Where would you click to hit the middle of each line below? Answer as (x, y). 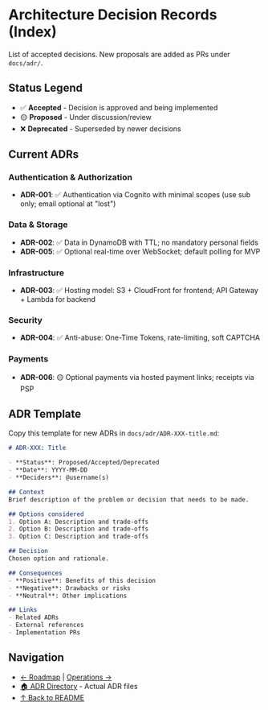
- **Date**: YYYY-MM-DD (48, 470)
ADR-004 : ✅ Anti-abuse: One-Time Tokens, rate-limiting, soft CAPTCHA (140, 338)
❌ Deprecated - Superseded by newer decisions (101, 128)
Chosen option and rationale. (59, 559)
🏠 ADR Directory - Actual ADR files (79, 686)
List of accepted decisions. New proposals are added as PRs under (119, 54)
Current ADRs (43, 155)
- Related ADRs (34, 617)
